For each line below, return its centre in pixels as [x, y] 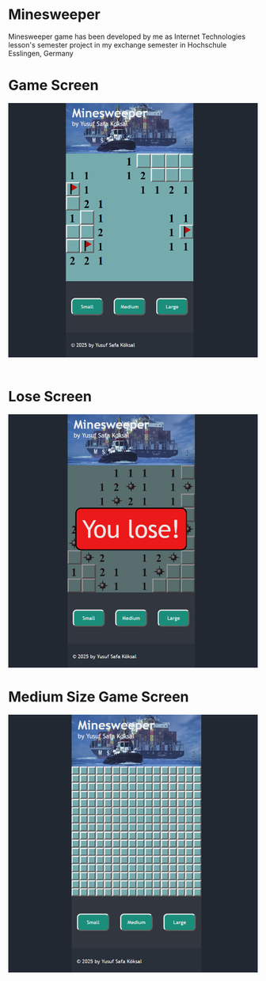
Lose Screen [50, 397]
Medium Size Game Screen [99, 697]
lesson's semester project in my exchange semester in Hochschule [118, 44]
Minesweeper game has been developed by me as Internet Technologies [127, 36]
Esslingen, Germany [41, 53]
